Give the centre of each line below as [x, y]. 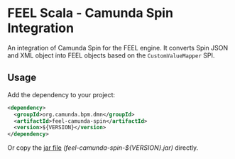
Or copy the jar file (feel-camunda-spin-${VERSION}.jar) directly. [103, 148]
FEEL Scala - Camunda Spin [91, 13]
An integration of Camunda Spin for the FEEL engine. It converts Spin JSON [118, 48]
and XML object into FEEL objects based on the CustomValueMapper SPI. [111, 55]
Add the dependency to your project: [61, 94]
